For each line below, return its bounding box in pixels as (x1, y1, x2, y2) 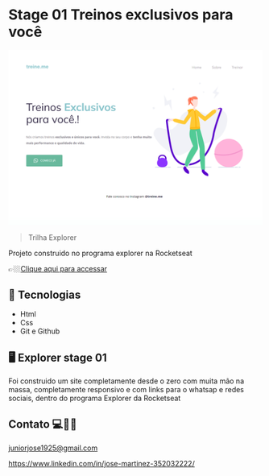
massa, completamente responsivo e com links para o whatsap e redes (8, 385, 244, 395)
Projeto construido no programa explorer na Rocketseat (8, 248, 193, 259)
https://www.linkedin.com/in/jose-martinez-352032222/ (8, 458, 195, 468)
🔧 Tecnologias (8, 288, 81, 301)
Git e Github (19, 326, 60, 336)
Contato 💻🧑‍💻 (8, 417, 77, 432)
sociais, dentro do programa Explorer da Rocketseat (8, 393, 181, 404)
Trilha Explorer (27, 233, 77, 242)
